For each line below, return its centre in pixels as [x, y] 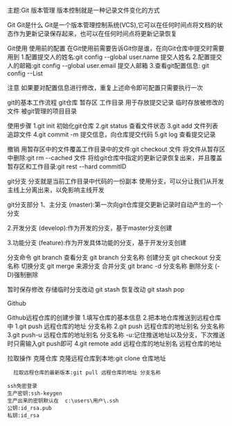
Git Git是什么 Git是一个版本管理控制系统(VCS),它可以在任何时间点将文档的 [112, 25]
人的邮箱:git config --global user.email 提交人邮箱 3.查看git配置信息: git [108, 65]
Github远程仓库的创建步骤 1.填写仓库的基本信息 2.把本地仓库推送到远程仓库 [114, 318]
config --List [25, 73]
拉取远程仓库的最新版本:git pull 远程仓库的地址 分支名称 [87, 373]
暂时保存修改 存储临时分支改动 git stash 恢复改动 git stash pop [96, 289]
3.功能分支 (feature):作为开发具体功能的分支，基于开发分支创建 [97, 242]
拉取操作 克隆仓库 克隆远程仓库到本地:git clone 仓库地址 [87, 358]
